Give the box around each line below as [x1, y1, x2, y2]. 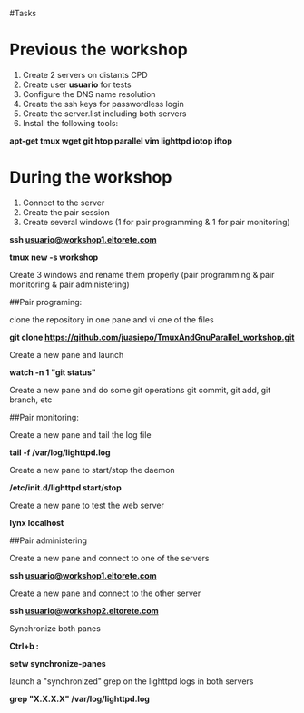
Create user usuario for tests [22, 79, 132, 90]
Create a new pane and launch [9, 349, 124, 360]
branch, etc [9, 394, 53, 405]
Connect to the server [22, 197, 105, 208]
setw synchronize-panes [9, 658, 106, 668]
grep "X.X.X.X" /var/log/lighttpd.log [9, 693, 150, 704]
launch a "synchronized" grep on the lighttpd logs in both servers [9, 676, 254, 687]
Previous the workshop [9, 40, 189, 60]
